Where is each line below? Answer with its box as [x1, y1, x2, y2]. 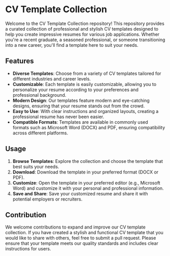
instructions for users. [5, 246, 52, 252]
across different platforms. [12, 130, 69, 136]
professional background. [12, 92, 66, 98]
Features [5, 57, 34, 66]
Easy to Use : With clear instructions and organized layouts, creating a [12, 108, 159, 114]
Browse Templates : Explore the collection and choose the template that [12, 158, 163, 164]
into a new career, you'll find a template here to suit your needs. [5, 42, 139, 48]
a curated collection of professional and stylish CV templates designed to [5, 25, 159, 32]
